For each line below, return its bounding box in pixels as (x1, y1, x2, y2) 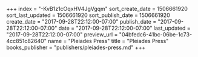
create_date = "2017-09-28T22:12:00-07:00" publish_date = (6, 18, 157, 25)
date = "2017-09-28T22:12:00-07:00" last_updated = (58, 24, 191, 32)
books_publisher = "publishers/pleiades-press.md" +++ (6, 44, 146, 51)
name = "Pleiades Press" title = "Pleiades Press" (47, 38, 169, 44)
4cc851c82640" (6, 38, 47, 44)
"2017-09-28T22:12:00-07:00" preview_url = (6, 31, 118, 38)
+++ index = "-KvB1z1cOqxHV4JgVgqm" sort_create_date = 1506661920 (6, 5, 188, 12)
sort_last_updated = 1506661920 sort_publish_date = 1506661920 (6, 12, 171, 19)
